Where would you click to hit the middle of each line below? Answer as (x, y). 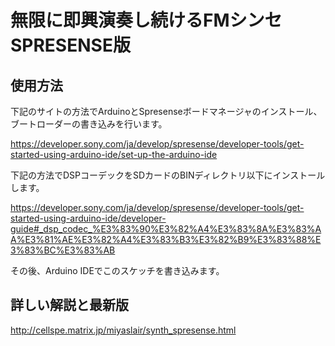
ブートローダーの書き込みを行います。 (89, 124)
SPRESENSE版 (70, 45)
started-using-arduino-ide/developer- (88, 218)
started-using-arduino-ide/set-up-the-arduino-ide (114, 154)
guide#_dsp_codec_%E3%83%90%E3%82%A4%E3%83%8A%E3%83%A (166, 229)
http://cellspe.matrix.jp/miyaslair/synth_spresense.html (123, 330)
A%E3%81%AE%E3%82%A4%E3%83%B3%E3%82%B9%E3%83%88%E (166, 239)
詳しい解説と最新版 (69, 305)
